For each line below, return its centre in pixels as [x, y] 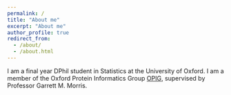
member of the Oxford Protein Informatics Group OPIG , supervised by [106, 78]
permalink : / [26, 13]
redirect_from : [29, 39]
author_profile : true [38, 32]
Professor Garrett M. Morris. [47, 85]
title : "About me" [33, 20]
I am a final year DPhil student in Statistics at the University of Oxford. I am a [115, 71]
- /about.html [33, 52]
